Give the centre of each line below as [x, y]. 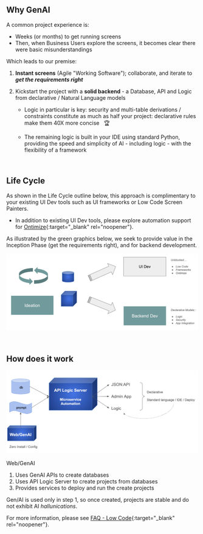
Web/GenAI [21, 463]
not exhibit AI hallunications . [42, 506]
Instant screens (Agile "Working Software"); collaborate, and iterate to [104, 73]
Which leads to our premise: [42, 61]
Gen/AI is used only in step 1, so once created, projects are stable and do [98, 499]
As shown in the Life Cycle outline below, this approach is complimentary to [101, 195]
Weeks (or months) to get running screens [68, 37]
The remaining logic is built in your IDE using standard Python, [102, 137]
